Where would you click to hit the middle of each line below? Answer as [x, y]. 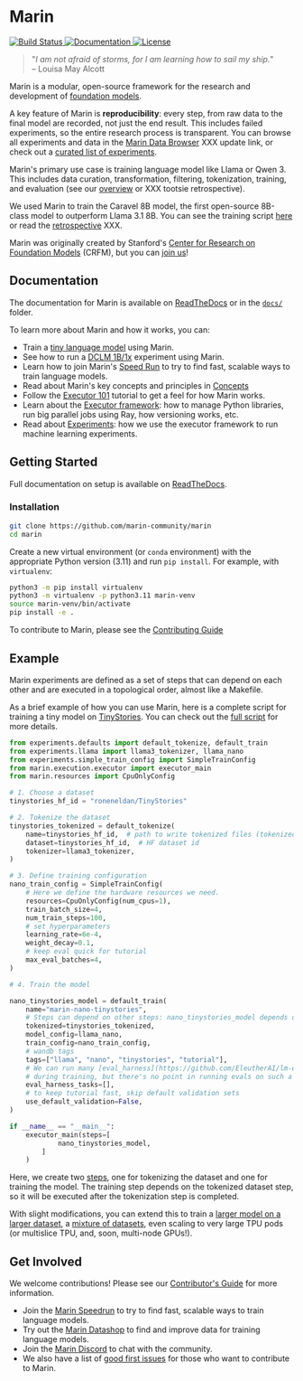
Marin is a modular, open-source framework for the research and [130, 86]
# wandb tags [50, 1051]
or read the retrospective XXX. [66, 225]
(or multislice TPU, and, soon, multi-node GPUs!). [101, 1233]
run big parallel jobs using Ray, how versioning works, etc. [130, 414]
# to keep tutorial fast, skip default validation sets [133, 1094]
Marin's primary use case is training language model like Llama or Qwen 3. [148, 169]
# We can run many [60, 1068]
